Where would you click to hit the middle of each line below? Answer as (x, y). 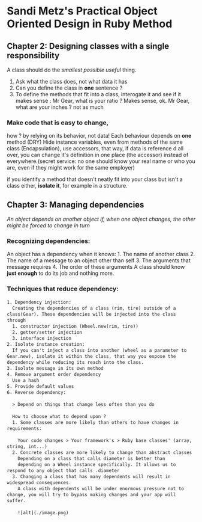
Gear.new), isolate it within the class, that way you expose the (91, 356)
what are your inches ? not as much (60, 107)
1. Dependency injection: (39, 302)
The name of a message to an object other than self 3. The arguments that (99, 260)
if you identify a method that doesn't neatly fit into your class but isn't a (95, 179)
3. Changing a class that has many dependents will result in (91, 476)
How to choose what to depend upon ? (59, 416)
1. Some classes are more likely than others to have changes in (96, 422)
